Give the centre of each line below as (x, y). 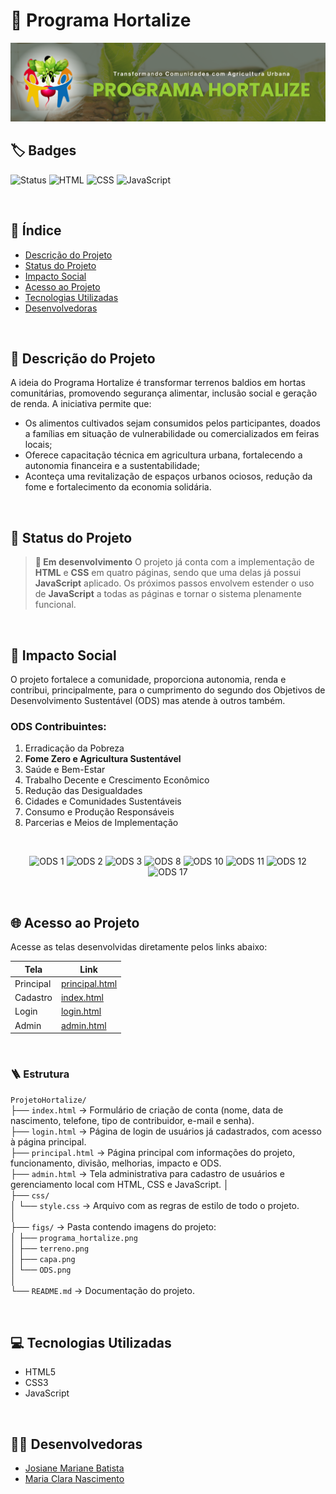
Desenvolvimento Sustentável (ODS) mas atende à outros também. (148, 700)
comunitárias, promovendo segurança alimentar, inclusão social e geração (164, 393)
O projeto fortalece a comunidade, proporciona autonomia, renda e (148, 679)
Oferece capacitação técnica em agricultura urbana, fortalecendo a (163, 455)
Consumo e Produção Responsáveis (99, 812)
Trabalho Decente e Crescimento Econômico (117, 780)
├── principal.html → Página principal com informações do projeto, (153, 1153)
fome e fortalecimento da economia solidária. (118, 487)
